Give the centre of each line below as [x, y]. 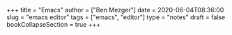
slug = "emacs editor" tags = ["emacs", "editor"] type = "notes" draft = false [116, 17]
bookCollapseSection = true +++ [54, 24]
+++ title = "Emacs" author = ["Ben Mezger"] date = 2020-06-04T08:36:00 [115, 10]
